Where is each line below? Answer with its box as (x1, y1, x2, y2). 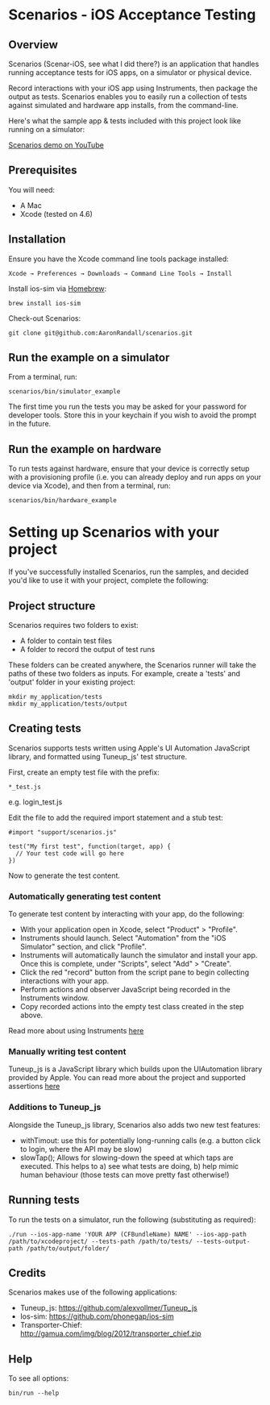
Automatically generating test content (8, 891, 161, 902)
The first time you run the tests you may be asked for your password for (8, 401, 247, 412)
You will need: (8, 185, 55, 194)
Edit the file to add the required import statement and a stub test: (8, 813, 223, 822)
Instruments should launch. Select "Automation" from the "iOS (19, 933, 227, 943)
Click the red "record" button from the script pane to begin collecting (19, 967, 250, 977)
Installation (8, 232, 66, 247)
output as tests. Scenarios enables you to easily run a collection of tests (8, 92, 247, 102)
